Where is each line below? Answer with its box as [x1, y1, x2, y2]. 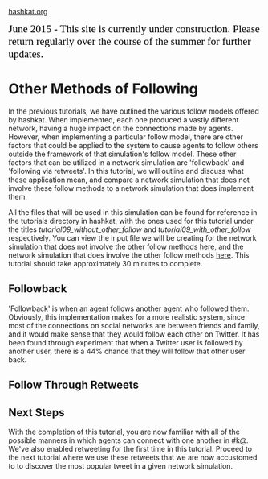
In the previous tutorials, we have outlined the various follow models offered [8, 106, 259, 116]
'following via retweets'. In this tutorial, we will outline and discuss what [8, 166, 245, 175]
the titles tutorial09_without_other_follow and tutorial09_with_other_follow [8, 225, 251, 234]
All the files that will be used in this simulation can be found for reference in [8, 207, 258, 217]
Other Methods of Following [8, 80, 198, 98]
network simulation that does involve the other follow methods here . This [8, 250, 250, 260]
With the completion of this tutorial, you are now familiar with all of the [8, 427, 241, 436]
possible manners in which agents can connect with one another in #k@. [8, 435, 249, 445]
